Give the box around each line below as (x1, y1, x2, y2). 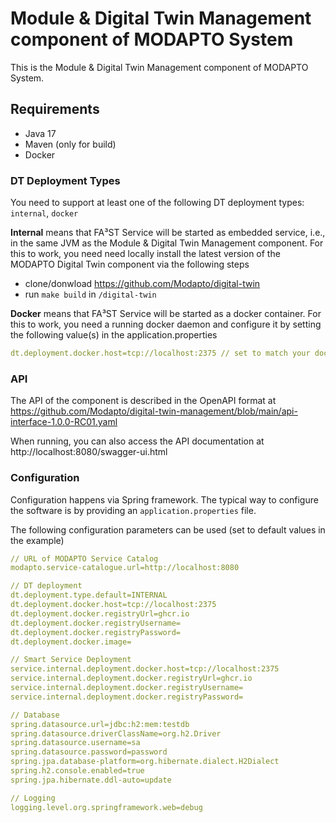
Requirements (10, 101, 100, 118)
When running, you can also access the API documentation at (10, 435, 265, 447)
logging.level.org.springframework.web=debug (10, 802, 203, 812)
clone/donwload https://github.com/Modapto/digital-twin (24, 278, 261, 290)
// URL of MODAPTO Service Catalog (10, 553, 159, 564)
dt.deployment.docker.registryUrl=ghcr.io (10, 608, 190, 619)
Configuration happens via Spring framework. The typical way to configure (10, 493, 319, 506)
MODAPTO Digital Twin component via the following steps (10, 258, 250, 271)
